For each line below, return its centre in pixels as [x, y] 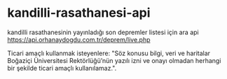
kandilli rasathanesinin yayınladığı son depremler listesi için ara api [103, 32]
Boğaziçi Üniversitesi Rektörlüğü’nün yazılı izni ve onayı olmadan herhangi [114, 60]
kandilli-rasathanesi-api [79, 13]
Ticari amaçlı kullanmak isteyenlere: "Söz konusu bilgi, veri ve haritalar [109, 53]
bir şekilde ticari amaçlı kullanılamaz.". [62, 68]
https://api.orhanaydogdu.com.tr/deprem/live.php [79, 39]
